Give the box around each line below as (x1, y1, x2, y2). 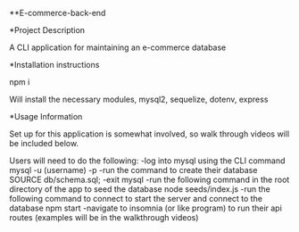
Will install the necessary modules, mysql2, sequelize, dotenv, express (9, 94, 269, 104)
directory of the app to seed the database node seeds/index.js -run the (9, 184, 270, 195)
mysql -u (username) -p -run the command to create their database (9, 165, 258, 175)
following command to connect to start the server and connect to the (9, 194, 263, 203)
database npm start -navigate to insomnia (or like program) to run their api (9, 203, 283, 213)
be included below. (9, 138, 79, 148)
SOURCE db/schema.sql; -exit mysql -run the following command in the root (9, 174, 290, 185)
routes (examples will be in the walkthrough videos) (9, 212, 199, 222)
